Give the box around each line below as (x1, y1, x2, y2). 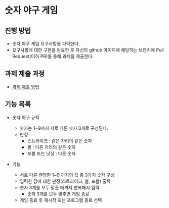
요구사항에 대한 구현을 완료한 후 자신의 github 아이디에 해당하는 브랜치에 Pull (12, 47, 164, 53)
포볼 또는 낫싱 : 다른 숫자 (27, 150, 76, 157)
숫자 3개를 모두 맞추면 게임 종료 (27, 190, 90, 197)
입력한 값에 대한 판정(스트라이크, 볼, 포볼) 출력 (19, 178, 111, 184)
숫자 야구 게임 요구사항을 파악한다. (12, 41, 80, 46)
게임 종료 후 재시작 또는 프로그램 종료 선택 (19, 197, 102, 203)
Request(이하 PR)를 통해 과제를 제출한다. (12, 54, 94, 59)
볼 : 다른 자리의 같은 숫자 (27, 144, 76, 150)
